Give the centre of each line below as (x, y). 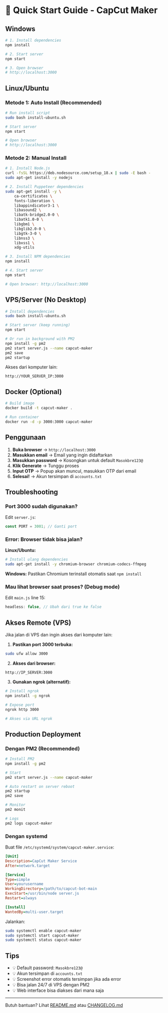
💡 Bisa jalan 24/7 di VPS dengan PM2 (51, 985)
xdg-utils (24, 248)
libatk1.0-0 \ (29, 220)
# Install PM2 (20, 759)
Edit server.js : (20, 517)
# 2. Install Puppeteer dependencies (44, 187)
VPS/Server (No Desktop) (46, 300)
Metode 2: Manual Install (36, 158)
